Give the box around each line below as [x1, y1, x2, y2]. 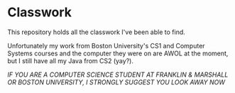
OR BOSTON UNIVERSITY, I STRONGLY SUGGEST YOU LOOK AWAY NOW [7, 77, 226, 86]
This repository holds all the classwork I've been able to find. [7, 28, 186, 36]
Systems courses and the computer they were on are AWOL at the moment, [7, 49, 229, 58]
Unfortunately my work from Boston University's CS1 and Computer [7, 41, 205, 50]
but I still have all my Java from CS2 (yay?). [7, 56, 133, 65]
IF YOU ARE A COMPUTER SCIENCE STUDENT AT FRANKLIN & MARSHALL [7, 70, 229, 79]
